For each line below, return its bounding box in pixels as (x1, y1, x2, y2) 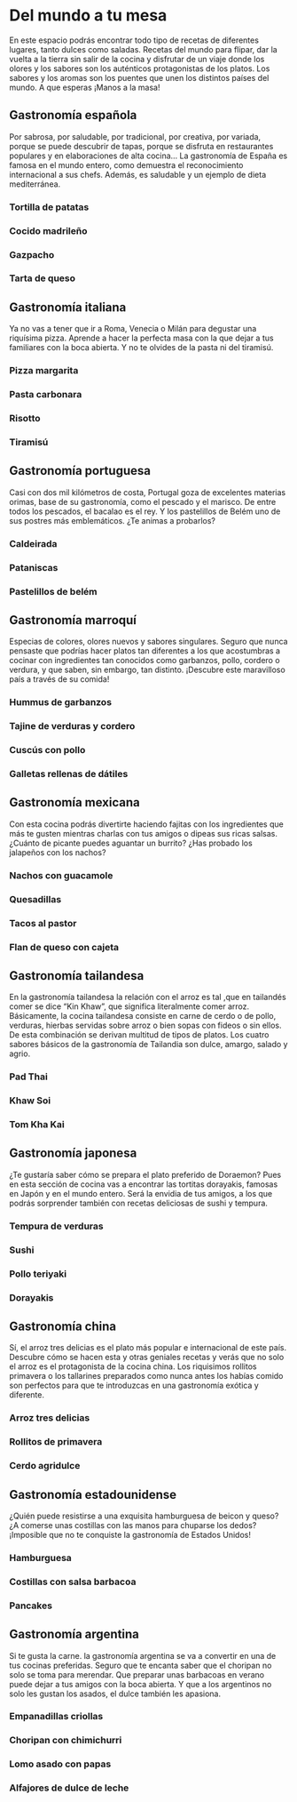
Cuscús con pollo (9, 744, 86, 757)
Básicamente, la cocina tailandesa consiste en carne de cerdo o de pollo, (9, 1011, 277, 1021)
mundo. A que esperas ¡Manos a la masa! (9, 82, 160, 92)
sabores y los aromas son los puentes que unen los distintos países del (9, 72, 270, 83)
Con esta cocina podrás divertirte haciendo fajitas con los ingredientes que (9, 819, 284, 829)
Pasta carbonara (9, 388, 82, 401)
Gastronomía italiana (9, 300, 127, 315)
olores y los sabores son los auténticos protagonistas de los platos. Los (9, 63, 270, 74)
